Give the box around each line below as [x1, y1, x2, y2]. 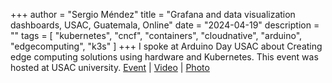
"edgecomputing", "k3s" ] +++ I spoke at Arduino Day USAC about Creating [10, 40, 323, 52]
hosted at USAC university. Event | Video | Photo [10, 62, 210, 73]
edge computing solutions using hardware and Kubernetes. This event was [10, 51, 319, 63]
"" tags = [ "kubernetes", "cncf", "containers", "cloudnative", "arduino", [10, 30, 303, 41]
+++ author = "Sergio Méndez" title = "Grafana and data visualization [10, 9, 296, 20]
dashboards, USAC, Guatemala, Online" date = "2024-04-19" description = [10, 19, 320, 31]
